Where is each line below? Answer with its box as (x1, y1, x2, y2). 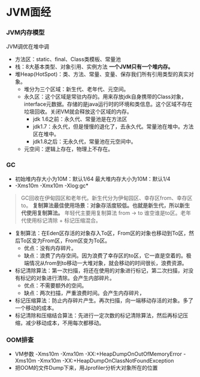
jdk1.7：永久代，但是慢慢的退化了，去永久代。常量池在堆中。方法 (32, 123, 194, 130)
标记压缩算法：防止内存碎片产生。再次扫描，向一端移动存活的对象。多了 (14, 297, 193, 304)
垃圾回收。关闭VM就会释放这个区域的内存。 (23, 108, 132, 115)
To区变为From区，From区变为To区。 (20, 237, 111, 244)
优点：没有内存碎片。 (23, 244, 77, 251)
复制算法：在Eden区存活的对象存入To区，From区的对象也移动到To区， (14, 229, 189, 236)
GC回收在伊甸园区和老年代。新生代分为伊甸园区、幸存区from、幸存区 (20, 194, 193, 201)
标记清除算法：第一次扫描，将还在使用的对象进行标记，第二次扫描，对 (14, 267, 189, 274)
